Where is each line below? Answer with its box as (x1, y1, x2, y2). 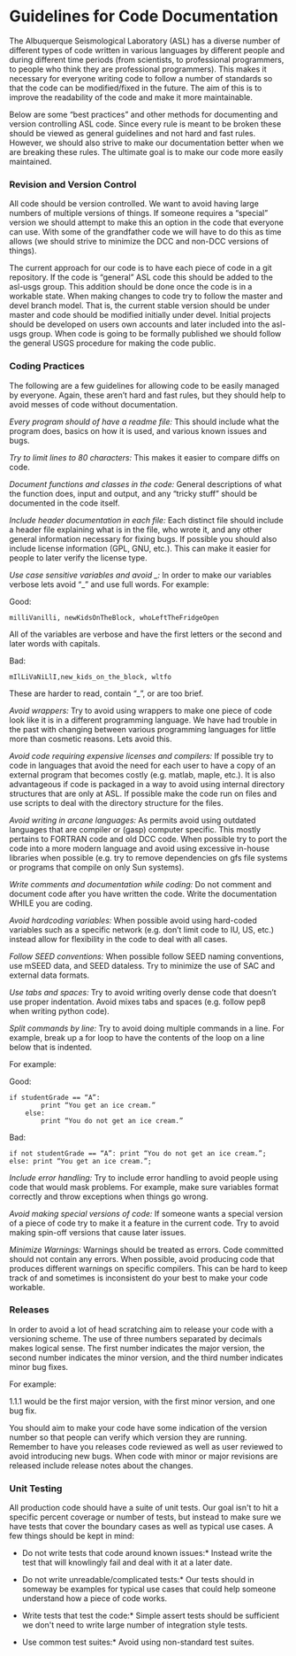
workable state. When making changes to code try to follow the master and (9, 290, 284, 302)
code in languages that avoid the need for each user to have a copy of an (9, 760, 276, 770)
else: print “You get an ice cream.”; (9, 1157, 152, 1165)
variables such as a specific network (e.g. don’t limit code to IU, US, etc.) (9, 924, 275, 935)
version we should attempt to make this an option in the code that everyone (9, 217, 285, 228)
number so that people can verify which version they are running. (9, 1432, 247, 1443)
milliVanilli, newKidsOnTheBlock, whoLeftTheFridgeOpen (9, 613, 219, 622)
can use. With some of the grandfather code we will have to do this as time (9, 227, 282, 237)
